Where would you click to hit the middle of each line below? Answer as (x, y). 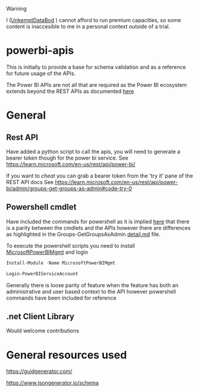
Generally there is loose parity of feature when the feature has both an (92, 285)
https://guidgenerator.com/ (39, 371)
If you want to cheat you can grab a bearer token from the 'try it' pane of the (100, 176)
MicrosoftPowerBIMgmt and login (47, 252)
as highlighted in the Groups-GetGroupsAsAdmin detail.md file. (83, 234)
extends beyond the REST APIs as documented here (70, 91)
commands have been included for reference (61, 298)
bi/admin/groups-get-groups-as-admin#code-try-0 (69, 188)
